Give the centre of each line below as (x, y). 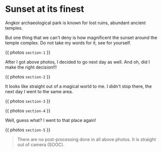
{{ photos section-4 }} (28, 111)
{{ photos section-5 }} (28, 130)
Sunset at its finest (45, 9)
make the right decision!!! (31, 67)
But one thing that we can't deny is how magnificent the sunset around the (81, 38)
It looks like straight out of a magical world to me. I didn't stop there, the (79, 86)
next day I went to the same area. (39, 91)
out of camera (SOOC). (41, 145)
